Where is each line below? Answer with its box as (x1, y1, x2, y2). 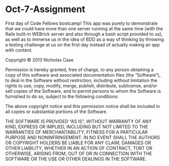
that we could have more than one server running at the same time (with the (5, 25, 163, 31)
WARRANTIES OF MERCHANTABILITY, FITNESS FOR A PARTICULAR (5, 129, 148, 135)
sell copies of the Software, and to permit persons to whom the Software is (5, 88, 161, 94)
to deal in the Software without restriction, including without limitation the (5, 77, 157, 83)
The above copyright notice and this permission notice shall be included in (5, 103, 160, 109)
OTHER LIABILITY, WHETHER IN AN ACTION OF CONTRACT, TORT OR (5, 145, 152, 151)
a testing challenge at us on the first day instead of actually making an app (5, 41, 160, 47)
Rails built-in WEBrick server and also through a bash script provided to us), (5, 31, 163, 37)
